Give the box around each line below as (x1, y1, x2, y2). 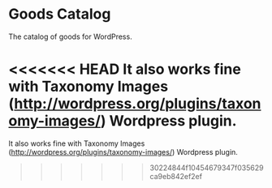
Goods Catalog (8, 5, 111, 23)
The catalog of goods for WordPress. (8, 32, 132, 41)
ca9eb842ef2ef (149, 171, 203, 181)
